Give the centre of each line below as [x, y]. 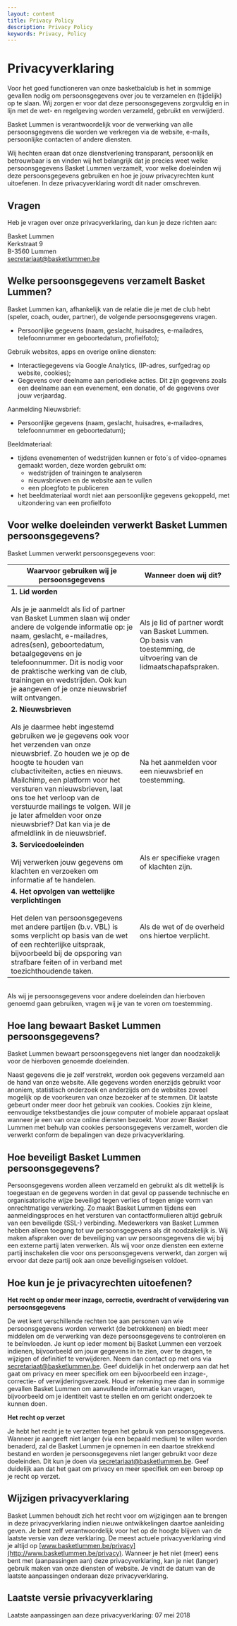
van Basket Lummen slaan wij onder [71, 618]
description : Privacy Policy [50, 27]
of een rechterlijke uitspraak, [58, 944]
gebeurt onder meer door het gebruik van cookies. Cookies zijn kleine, [110, 1105]
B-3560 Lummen [32, 251]
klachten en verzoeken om [55, 871]
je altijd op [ [24, 1545]
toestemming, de [168, 649]
